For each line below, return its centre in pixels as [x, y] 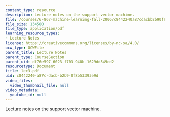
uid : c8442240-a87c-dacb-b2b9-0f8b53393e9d [52, 76]
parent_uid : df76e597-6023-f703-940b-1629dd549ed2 [60, 62]
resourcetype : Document [30, 66]
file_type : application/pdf [35, 29]
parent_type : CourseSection [35, 57]
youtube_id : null [28, 95]
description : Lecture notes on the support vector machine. [70, 15]
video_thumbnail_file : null [39, 85]
